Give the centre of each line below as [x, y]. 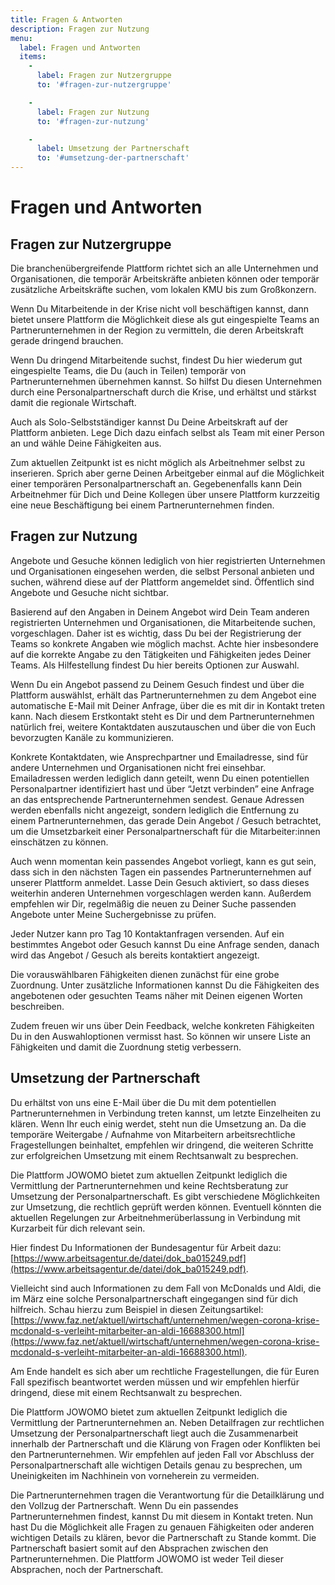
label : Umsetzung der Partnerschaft [113, 149]
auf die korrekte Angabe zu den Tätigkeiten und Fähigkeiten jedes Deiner [161, 654]
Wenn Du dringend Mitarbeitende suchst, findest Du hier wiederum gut [156, 360]
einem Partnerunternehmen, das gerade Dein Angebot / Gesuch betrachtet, [166, 820]
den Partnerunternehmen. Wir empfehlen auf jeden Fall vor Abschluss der [162, 1454]
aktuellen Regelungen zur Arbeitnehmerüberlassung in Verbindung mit [155, 1217]
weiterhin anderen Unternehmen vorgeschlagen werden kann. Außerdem [161, 893]
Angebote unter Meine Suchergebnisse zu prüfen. [113, 914]
